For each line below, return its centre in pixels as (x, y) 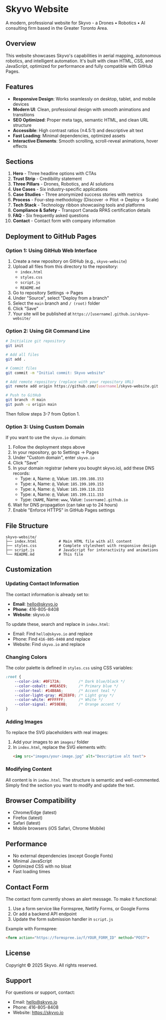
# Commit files (21, 368)
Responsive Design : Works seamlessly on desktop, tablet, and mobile (84, 99)
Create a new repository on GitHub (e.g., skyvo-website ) (70, 261)
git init (15, 346)
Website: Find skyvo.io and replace (49, 644)
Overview (21, 44)
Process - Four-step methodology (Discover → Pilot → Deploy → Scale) (86, 200)
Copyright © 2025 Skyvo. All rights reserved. (52, 965)
